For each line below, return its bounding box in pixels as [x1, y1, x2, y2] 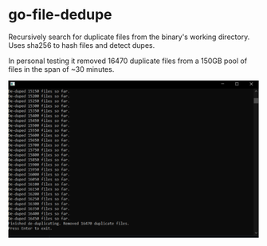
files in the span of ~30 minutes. [8, 64, 115, 73]
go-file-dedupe [8, 6, 113, 24]
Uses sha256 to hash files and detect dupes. [8, 40, 155, 50]
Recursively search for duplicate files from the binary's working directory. [8, 32, 250, 42]
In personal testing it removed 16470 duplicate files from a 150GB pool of [8, 56, 248, 65]
